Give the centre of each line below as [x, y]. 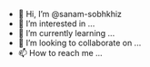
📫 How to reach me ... [60, 53]
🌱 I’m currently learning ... [66, 33]
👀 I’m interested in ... [56, 24]
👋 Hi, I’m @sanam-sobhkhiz [70, 14]
